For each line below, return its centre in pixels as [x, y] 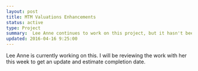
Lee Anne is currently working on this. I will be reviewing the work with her [97, 55]
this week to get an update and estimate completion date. [76, 62]
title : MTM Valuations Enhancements [51, 17]
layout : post [22, 11]
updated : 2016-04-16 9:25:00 [42, 39]
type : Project [24, 28]
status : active [25, 22]
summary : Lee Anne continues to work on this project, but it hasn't [95, 33]
